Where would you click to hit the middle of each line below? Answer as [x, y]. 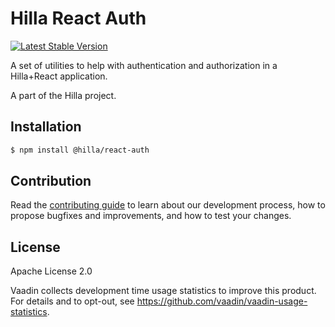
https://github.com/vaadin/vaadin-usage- [222, 301]
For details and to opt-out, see [72, 301]
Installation [46, 127]
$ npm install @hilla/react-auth [80, 150]
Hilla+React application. [59, 76]
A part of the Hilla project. [63, 95]
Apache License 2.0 [51, 271]
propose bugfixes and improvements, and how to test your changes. [151, 216]
